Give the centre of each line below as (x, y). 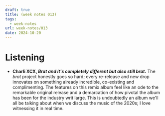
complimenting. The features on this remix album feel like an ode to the (85, 87)
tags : (11, 19)
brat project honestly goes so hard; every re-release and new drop (81, 76)
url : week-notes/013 (27, 28)
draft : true (17, 10)
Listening (25, 58)
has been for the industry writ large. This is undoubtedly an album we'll (85, 98)
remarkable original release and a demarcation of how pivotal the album (86, 92)
